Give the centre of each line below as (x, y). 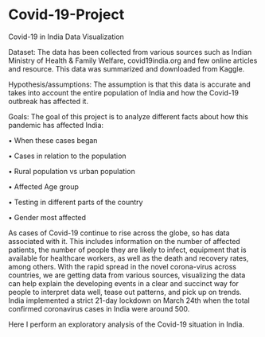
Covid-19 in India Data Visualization (66, 37)
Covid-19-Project (66, 15)
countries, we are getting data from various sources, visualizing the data (127, 275)
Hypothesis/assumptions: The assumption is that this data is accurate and (129, 84)
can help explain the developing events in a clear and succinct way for (123, 283)
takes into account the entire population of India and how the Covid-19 (123, 92)
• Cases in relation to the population (67, 156)
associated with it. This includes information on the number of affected (124, 241)
